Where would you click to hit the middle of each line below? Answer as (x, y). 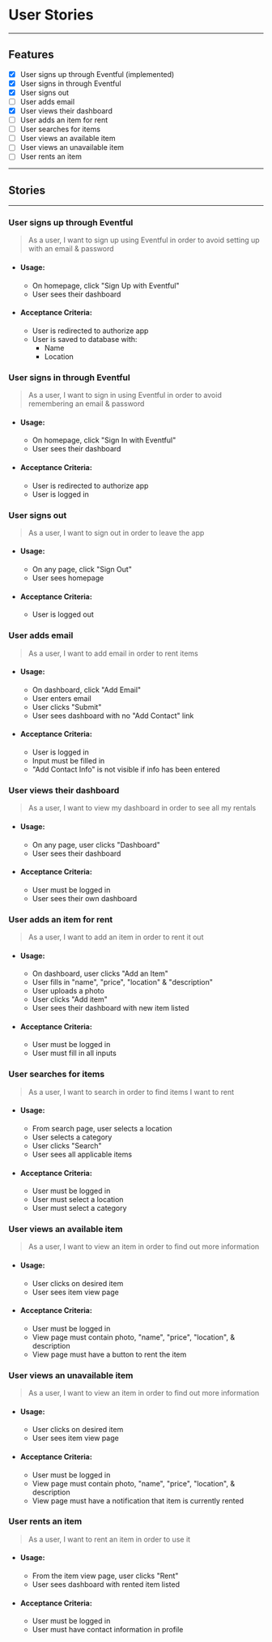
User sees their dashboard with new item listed (110, 1008)
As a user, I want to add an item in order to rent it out (116, 937)
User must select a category (79, 1208)
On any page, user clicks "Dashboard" (96, 845)
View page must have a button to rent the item (109, 1354)
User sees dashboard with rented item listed (106, 1584)
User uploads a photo (68, 991)
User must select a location (78, 1199)
